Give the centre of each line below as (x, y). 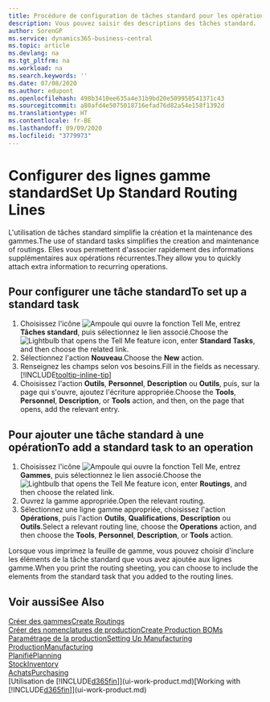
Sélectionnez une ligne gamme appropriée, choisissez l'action (123, 509)
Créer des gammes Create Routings (67, 621)
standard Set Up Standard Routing (123, 192)
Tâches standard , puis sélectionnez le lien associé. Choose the (124, 332)
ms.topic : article (39, 46)
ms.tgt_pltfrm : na (39, 61)
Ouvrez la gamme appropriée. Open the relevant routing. (112, 501)
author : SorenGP (35, 31)
